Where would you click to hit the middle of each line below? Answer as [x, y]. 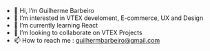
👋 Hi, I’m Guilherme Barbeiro [54, 11]
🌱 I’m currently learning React [56, 25]
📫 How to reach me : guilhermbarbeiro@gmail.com [87, 40]
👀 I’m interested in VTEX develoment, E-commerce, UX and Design [108, 18]
